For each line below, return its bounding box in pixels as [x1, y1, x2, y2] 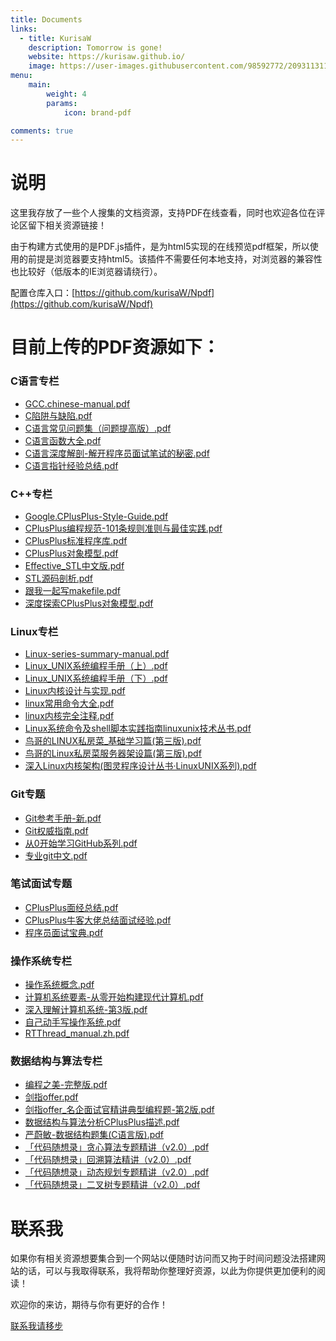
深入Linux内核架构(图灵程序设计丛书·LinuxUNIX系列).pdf [24, 760, 257, 772]
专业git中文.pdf [24, 849, 88, 861]
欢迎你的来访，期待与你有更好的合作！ [10, 1299, 168, 1311]
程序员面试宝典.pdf [24, 926, 104, 938]
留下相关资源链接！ [27, 219, 107, 231]
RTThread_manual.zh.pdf [24, 1027, 130, 1040]
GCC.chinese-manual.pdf [24, 397, 131, 410]
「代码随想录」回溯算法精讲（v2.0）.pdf [24, 1154, 192, 1166]
